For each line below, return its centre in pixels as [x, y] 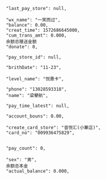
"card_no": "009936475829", [40, 133]
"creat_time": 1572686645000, [43, 30]
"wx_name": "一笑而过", [33, 20]
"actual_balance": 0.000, [37, 171]
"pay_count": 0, [26, 148]
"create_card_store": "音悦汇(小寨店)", [53, 127]
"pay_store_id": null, [34, 57]
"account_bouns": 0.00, [35, 116]
